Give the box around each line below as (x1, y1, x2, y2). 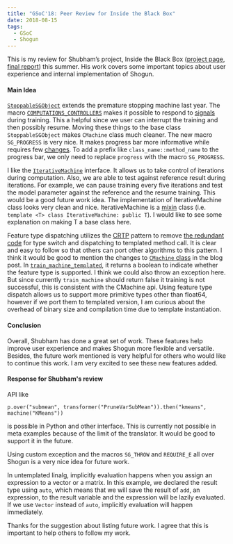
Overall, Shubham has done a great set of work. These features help (7, 336, 203, 345)
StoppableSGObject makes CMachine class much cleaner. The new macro (7, 131, 213, 139)
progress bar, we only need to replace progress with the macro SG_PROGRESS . (7, 153, 225, 161)
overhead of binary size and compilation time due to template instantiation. (7, 305, 222, 313)
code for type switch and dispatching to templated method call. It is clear (7, 239, 217, 247)
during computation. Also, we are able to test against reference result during (7, 174, 226, 182)
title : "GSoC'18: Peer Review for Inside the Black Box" (7, 10, 176, 17)
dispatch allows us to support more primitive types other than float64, (7, 290, 207, 299)
